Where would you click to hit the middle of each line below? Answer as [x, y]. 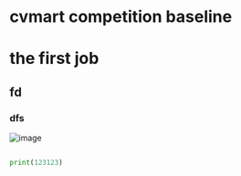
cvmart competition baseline [121, 17]
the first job [54, 59]
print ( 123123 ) [37, 163]
